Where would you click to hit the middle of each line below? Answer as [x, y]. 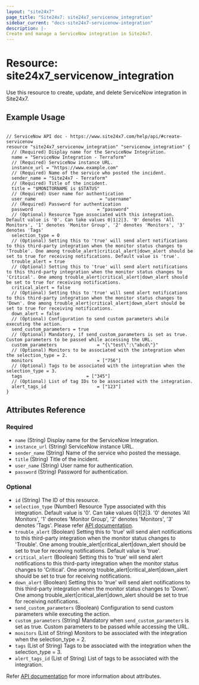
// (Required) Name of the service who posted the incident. [89, 173]
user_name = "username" [72, 199]
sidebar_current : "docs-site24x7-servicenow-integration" [80, 23]
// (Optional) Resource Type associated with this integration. [93, 214]
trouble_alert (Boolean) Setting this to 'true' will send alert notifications [103, 531]
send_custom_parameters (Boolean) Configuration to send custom [94, 608]
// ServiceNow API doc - [37, 136]
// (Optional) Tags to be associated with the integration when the [98, 366]
